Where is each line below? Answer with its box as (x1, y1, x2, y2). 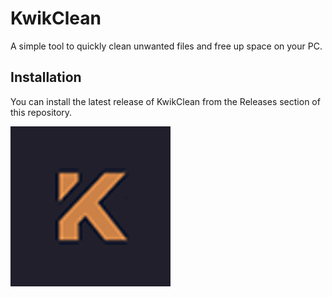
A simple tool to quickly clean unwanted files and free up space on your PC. (10, 40, 323, 52)
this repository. (10, 106, 73, 118)
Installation (10, 69, 82, 86)
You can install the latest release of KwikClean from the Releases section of (10, 95, 321, 107)
